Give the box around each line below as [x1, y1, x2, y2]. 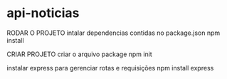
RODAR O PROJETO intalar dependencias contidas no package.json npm [6, 28, 221, 37]
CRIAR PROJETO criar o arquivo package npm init [6, 50, 152, 58]
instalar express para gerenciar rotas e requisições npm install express [6, 63, 214, 72]
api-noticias [6, 5, 80, 21]
